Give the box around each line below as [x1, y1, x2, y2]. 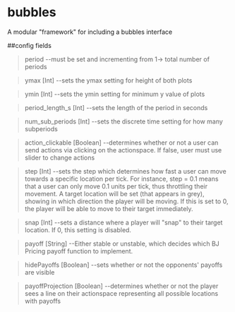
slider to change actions [24, 153, 95, 162]
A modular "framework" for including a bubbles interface [7, 28, 173, 36]
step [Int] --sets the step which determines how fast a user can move [24, 167, 227, 175]
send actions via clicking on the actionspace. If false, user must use [24, 145, 222, 154]
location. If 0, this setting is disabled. [24, 225, 132, 234]
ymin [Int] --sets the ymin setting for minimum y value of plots [24, 90, 205, 98]
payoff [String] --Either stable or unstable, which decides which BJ [24, 239, 220, 248]
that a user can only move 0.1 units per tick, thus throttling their [24, 181, 208, 191]
